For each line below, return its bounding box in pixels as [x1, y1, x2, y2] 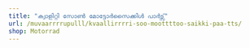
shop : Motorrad [8, 27, 60, 35]
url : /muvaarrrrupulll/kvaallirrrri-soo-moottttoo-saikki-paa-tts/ [8, 20, 243, 28]
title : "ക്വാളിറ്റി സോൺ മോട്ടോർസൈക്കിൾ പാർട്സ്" [8, 11, 169, 20]
